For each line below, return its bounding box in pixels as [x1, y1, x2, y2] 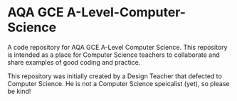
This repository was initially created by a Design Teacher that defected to [7, 72, 222, 80]
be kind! [7, 87, 31, 95]
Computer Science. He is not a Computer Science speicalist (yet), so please [7, 79, 230, 87]
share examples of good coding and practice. [7, 58, 141, 66]
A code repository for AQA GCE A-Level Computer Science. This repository [7, 43, 228, 51]
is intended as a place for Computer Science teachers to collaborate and [7, 51, 221, 59]
